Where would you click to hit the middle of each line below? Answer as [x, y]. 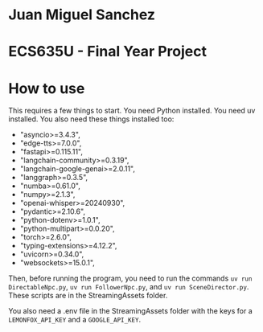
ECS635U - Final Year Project [108, 52]
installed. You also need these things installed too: [91, 119]
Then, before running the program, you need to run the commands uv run [130, 278]
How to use [47, 88]
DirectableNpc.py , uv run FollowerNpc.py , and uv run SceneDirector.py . [129, 287]
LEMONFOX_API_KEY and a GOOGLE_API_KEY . [75, 320]
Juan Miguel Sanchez [82, 15]
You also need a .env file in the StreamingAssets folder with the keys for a [131, 311]
